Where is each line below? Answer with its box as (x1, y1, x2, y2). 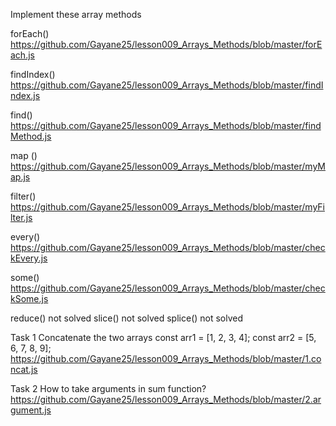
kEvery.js (10, 252, 48, 264)
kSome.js (10, 293, 49, 304)
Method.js (10, 130, 52, 142)
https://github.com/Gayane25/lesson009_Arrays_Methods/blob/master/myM (10, 160, 326, 172)
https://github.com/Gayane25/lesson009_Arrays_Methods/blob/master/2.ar (10, 394, 322, 405)
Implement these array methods (10, 9, 142, 20)
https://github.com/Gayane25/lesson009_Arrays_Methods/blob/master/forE (10, 39, 323, 50)
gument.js (10, 404, 52, 416)
